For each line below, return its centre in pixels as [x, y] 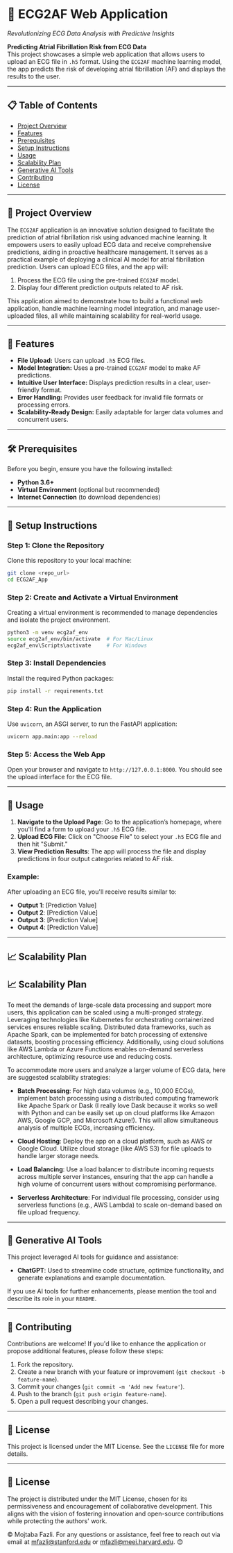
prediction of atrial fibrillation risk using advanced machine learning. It [107, 237]
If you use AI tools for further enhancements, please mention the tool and [112, 1291]
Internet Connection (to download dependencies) [89, 497]
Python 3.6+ [35, 482]
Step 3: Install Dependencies [57, 663]
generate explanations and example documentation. [92, 1278]
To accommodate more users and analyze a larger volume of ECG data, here [116, 1070]
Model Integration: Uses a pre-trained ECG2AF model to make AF [109, 368]
